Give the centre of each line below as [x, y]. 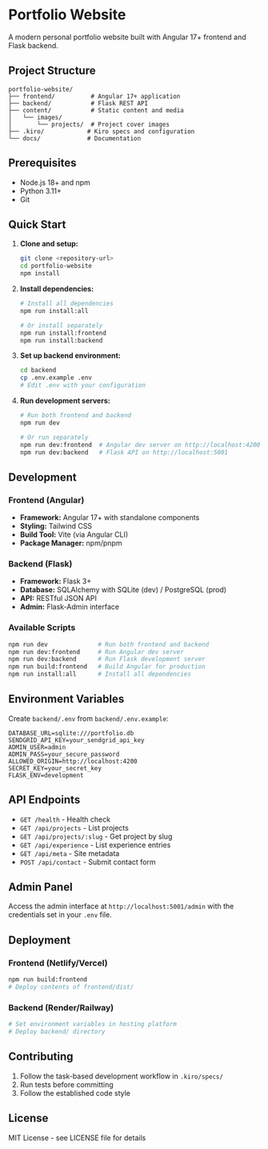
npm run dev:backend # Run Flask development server [107, 660]
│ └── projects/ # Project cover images [89, 124]
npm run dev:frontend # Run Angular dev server [96, 652]
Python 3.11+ [41, 191]
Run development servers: [65, 400]
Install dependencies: [57, 289]
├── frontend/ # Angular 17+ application [94, 96]
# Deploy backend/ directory [57, 1032]
